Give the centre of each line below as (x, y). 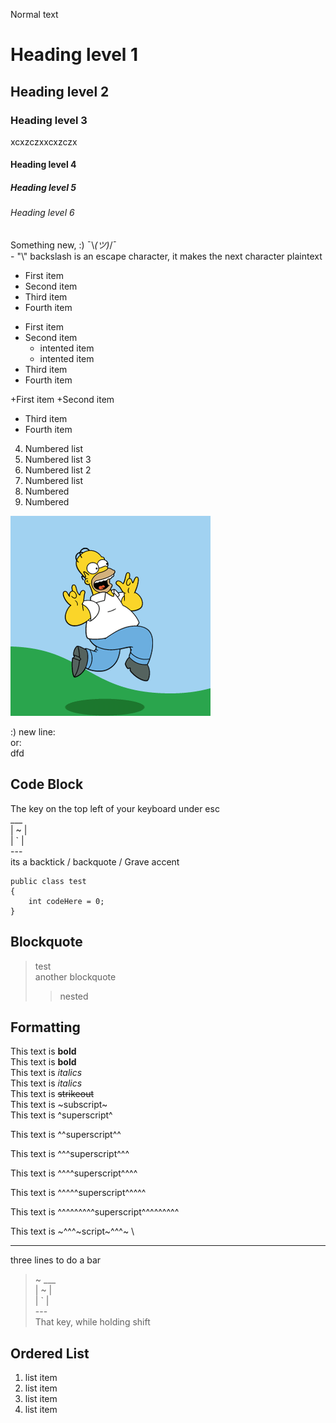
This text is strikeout (52, 1094)
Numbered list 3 (58, 460)
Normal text (34, 14)
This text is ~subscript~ (59, 1105)
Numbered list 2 (58, 470)
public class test (48, 881)
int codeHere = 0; (66, 901)
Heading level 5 (43, 188)
